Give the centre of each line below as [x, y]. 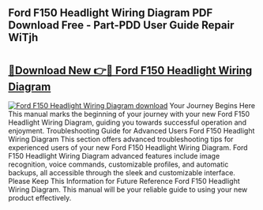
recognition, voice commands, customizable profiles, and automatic [118, 164]
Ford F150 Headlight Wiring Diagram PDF [111, 13]
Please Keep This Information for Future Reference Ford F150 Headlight [124, 181]
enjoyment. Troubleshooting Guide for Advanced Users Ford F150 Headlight [131, 131]
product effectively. [40, 198]
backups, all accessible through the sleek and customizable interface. [122, 172]
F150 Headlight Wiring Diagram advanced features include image [114, 156]
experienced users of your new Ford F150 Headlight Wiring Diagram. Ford [128, 148]
